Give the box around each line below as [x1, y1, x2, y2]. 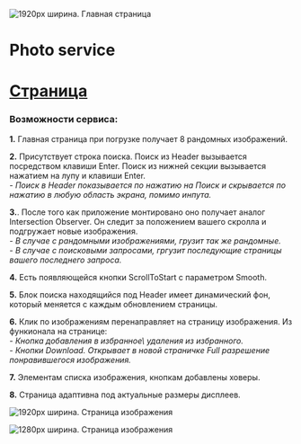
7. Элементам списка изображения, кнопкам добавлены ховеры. [9, 371, 261, 382]
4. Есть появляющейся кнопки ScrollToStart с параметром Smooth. [9, 271, 268, 282]
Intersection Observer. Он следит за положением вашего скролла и [9, 216, 267, 226]
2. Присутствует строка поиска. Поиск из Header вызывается [9, 151, 247, 162]
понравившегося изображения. [9, 354, 132, 365]
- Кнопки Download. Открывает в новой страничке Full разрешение [9, 344, 270, 355]
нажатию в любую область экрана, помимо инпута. [9, 189, 212, 200]
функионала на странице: [9, 325, 108, 336]
